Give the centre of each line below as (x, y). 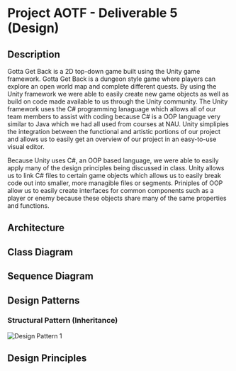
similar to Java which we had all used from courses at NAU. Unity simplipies (118, 124)
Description (34, 54)
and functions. (28, 206)
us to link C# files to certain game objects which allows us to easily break (114, 176)
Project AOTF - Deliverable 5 (92, 13)
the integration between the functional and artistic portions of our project (114, 132)
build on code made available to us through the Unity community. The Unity (118, 101)
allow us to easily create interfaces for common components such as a (111, 190)
